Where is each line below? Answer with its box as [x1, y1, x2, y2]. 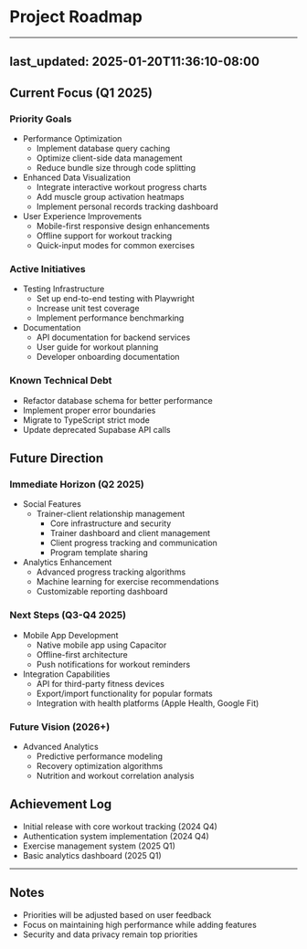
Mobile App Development [22, 629, 119, 640]
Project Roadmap [9, 6, 143, 27]
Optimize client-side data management [36, 153, 183, 163]
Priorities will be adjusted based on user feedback [22, 909, 212, 920]
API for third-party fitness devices [36, 678, 164, 689]
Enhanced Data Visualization [22, 172, 131, 184]
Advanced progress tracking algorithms [36, 566, 186, 577]
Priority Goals [9, 112, 72, 125]
